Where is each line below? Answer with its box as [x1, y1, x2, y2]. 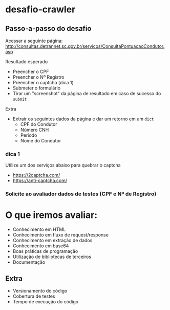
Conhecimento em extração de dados [12, 238, 93, 244]
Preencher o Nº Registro [12, 74, 65, 80]
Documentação [12, 259, 46, 265]
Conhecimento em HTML [12, 226, 66, 232]
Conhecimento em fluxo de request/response [12, 232, 109, 238]
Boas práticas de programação [12, 248, 78, 254]
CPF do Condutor [20, 121, 57, 127]
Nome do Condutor [20, 138, 61, 143]
